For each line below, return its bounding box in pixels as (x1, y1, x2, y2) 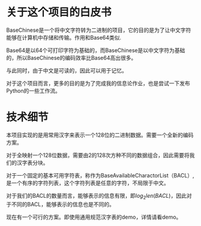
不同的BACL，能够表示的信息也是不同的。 (11, 200, 115, 207)
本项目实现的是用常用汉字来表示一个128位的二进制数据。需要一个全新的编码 (6, 131, 194, 138)
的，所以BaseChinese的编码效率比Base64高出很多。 (6, 54, 137, 61)
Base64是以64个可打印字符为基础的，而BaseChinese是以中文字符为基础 (6, 46, 185, 54)
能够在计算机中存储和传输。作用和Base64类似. (6, 34, 122, 41)
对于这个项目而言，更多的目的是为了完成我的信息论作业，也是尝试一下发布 (6, 79, 190, 87)
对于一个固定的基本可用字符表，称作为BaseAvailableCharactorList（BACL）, (6, 171, 194, 179)
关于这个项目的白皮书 (6, 5, 112, 19)
